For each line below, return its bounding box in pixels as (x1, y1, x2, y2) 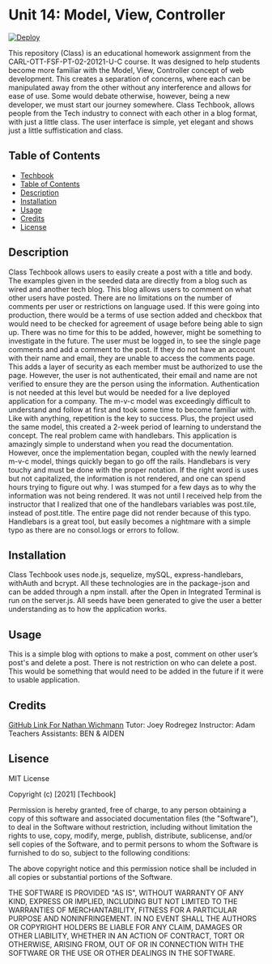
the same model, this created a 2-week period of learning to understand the (8, 422, 261, 431)
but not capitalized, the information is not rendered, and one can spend (8, 474, 246, 483)
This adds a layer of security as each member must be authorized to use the (8, 362, 263, 372)
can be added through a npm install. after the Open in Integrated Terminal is (8, 587, 261, 597)
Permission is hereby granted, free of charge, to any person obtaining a (8, 805, 247, 814)
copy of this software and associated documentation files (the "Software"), (8, 813, 259, 823)
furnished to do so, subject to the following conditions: (8, 847, 190, 857)
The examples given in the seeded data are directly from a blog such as (8, 275, 248, 285)
